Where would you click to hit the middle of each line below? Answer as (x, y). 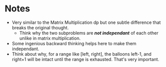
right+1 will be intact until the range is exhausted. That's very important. (85, 59)
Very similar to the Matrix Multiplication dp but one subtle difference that (86, 22)
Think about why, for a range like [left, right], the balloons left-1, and (82, 54)
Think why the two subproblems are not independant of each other (89, 33)
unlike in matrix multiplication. (50, 38)
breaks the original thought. (40, 27)
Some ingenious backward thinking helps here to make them (74, 43)
